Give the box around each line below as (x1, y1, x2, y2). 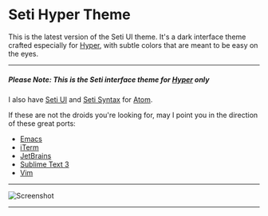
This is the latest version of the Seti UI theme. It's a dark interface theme (8, 32, 246, 41)
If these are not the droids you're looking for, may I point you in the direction (8, 110, 258, 120)
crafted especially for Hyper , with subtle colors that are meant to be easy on (8, 40, 258, 49)
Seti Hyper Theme (8, 6, 131, 24)
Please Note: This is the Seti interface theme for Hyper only (8, 74, 210, 84)
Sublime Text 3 (19, 159, 69, 169)
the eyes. (8, 49, 39, 58)
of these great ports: (8, 118, 76, 128)
